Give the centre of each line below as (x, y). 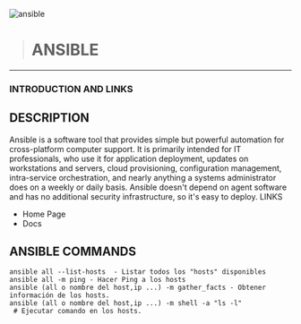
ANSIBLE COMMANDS (73, 252)
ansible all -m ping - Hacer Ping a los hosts (98, 280)
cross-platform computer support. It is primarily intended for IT (125, 149)
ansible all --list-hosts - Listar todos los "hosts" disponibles (138, 272)
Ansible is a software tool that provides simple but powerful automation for (147, 140)
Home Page (44, 214)
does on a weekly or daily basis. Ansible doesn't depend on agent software (148, 187)
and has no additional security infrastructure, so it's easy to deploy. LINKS (146, 196)
